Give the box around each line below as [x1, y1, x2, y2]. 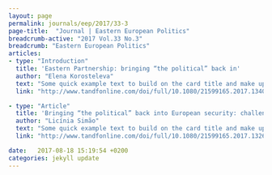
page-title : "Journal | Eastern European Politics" [8, 27, 190, 35]
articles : [8, 49, 42, 58]
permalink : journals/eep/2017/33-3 [8, 19, 129, 28]
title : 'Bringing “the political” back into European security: [15, 109, 237, 117]
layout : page [8, 11, 53, 20]
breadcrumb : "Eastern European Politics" [8, 42, 151, 50]
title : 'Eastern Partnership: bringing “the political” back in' [15, 65, 241, 73]
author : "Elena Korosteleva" [15, 72, 114, 80]
